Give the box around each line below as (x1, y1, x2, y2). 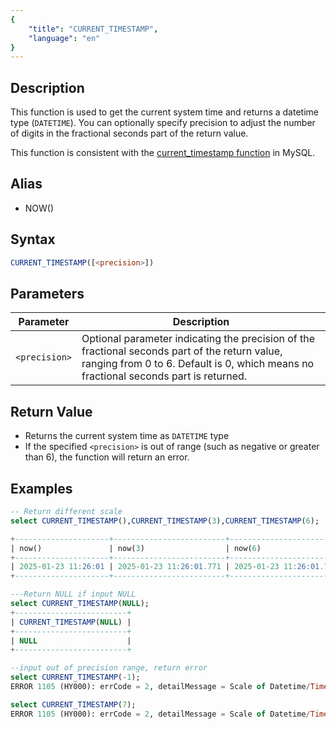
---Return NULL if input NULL (10, 589, 137, 600)
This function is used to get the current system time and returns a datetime (10, 106, 319, 118)
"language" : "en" (28, 33, 101, 43)
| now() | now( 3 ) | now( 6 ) (10, 543, 262, 553)
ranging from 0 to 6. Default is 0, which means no (81, 357, 315, 371)
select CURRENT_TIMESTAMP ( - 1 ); (10, 672, 141, 683)
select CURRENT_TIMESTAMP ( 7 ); (10, 699, 137, 710)
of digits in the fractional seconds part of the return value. (10, 127, 249, 140)
